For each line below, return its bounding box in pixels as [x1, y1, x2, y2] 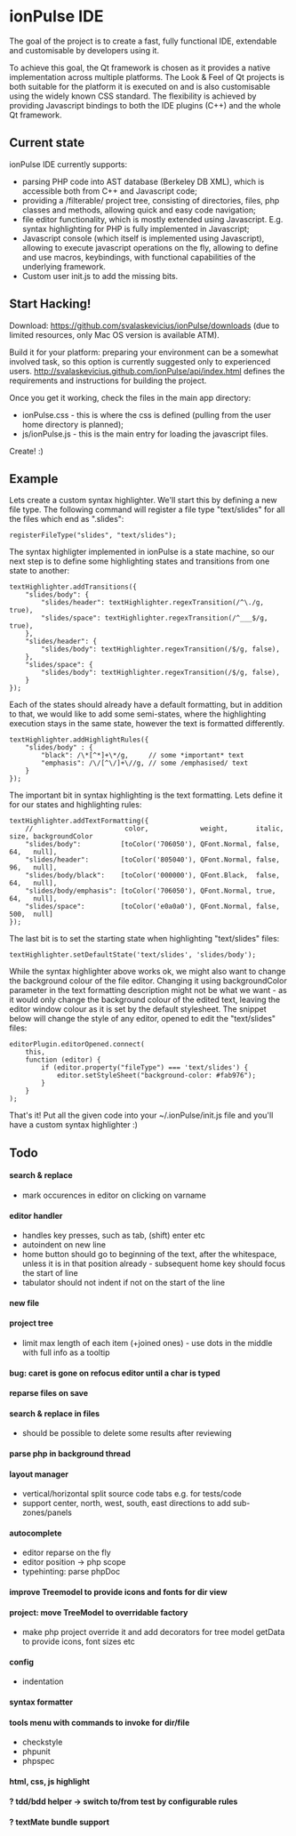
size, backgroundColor [9, 832, 93, 841]
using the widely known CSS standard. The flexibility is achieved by [9, 91, 257, 101]
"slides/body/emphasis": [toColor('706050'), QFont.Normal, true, [25, 886, 276, 895]
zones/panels [21, 1507, 73, 1518]
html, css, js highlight [9, 1776, 91, 1786]
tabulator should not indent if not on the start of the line [21, 1278, 225, 1288]
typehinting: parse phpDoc [21, 1567, 121, 1577]
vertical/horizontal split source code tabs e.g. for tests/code [21, 1488, 243, 1499]
